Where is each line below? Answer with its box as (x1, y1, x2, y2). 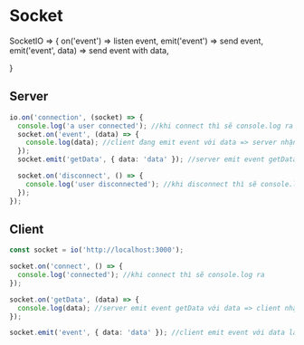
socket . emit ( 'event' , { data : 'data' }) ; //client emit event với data (9, 328, 285, 338)
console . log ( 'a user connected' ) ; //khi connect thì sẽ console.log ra (17, 121, 294, 130)
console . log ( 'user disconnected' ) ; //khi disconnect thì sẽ (25, 179, 257, 188)
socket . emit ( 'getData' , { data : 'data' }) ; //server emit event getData (17, 155, 298, 164)
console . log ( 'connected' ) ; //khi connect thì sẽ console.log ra (17, 271, 265, 280)
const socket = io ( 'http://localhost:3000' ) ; (9, 245, 184, 254)
